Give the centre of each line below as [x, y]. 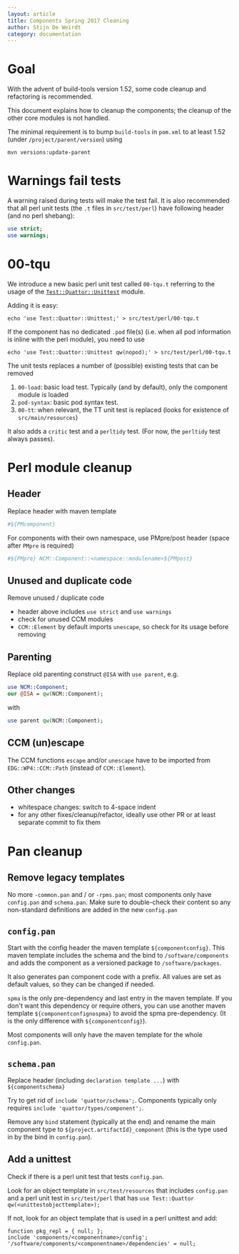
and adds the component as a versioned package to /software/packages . [115, 963]
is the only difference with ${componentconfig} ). [77, 1021]
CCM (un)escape [46, 743]
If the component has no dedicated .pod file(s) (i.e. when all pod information [119, 331]
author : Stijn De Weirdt [44, 27]
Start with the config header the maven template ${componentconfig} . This [116, 948]
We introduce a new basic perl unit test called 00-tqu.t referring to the [111, 284]
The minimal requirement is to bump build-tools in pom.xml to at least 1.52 [117, 132]
